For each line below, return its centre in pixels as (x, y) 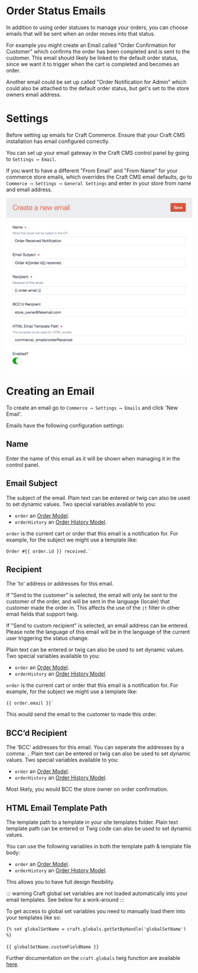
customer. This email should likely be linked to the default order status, (92, 58)
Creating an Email (50, 392)
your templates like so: (34, 918)
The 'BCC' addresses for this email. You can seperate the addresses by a (95, 747)
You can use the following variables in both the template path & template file (99, 847)
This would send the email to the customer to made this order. (82, 714)
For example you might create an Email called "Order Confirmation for (91, 45)
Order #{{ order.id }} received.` (49, 551)
